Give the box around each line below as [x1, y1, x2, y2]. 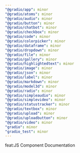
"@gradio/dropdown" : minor [5, 48, 59, 52]
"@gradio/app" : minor [5, 7, 49, 12]
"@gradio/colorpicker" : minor [5, 39, 66, 44]
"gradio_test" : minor [5, 129, 49, 134]
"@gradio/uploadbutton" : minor [5, 115, 68, 120]
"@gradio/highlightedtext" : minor [5, 61, 75, 66]
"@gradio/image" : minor [5, 66, 53, 71]
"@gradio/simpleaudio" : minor [5, 93, 66, 98]
